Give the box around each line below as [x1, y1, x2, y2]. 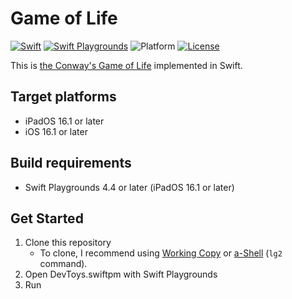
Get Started [10, 210, 84, 227]
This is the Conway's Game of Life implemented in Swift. [10, 59, 243, 71]
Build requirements [10, 155, 132, 172]
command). [39, 258, 88, 270]
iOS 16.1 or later [24, 125, 88, 137]
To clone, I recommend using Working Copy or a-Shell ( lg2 [39, 247, 283, 259]
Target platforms [10, 88, 117, 106]
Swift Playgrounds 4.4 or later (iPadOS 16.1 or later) [24, 181, 235, 193]
